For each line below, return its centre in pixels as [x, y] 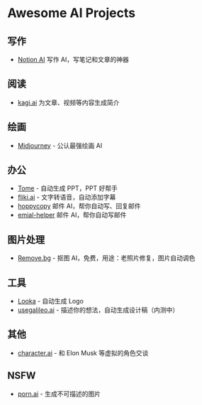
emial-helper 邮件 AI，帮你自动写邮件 [72, 215]
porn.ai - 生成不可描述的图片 [59, 394]
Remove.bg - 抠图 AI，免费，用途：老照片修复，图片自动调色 [106, 258]
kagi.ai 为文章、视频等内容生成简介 [68, 102]
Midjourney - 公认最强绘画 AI [60, 145]
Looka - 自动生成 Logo [50, 301]
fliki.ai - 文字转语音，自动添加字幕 [67, 198]
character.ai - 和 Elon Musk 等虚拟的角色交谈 [83, 352]
